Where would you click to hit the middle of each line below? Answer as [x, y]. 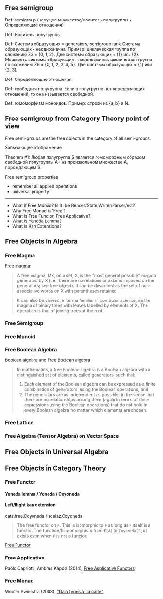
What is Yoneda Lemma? [37, 221]
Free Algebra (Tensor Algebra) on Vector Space [62, 436]
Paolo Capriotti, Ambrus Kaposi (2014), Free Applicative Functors [70, 568]
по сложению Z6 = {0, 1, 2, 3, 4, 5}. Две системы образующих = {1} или [79, 64]
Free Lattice [19, 423]
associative [28, 291]
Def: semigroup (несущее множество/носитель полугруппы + [69, 20]
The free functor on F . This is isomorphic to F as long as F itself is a [84, 525]
